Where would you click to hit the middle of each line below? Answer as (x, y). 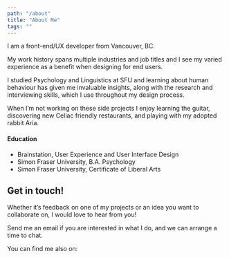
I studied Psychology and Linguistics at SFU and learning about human (108, 80)
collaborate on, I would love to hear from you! (72, 214)
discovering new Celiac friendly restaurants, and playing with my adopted (112, 116)
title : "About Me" (34, 20)
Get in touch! (36, 191)
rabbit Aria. (23, 123)
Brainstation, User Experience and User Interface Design (98, 154)
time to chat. (25, 235)
